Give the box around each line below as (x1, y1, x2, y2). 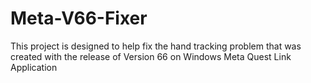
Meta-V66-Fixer (10, 7, 148, 30)
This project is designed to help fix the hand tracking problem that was (10, 40, 302, 52)
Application (10, 61, 58, 73)
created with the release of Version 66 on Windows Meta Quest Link (10, 50, 292, 62)
